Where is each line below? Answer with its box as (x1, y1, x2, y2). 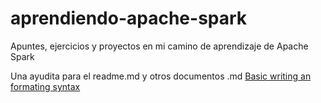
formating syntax (10, 80, 81, 92)
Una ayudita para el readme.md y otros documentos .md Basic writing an (10, 70, 312, 82)
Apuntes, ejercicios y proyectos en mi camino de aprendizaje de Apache (10, 40, 309, 52)
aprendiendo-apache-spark (10, 7, 248, 30)
